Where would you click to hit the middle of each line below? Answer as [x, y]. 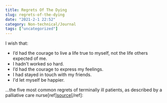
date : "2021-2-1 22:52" [31, 19]
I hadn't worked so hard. [38, 64]
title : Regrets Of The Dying [36, 10]
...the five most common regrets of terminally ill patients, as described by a [84, 90]
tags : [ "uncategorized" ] [32, 29]
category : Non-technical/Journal [41, 24]
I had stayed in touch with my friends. [52, 75]
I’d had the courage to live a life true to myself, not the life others [80, 53]
